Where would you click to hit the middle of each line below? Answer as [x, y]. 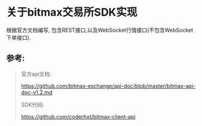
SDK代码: [32, 104]
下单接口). [19, 37]
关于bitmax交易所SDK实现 [72, 12]
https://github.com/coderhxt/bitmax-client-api [78, 116]
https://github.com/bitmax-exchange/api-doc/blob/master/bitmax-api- [108, 86]
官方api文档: [36, 74]
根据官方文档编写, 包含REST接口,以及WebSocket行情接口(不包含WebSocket [100, 30]
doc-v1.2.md [37, 92]
